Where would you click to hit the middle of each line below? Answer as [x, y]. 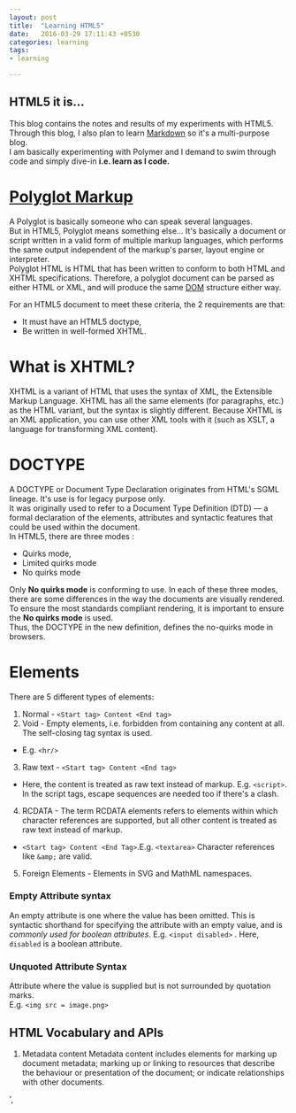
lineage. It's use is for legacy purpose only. [87, 499]
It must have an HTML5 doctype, [82, 321]
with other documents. [63, 1082]
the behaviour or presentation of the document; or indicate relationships [153, 1072]
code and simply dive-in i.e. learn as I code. [90, 161]
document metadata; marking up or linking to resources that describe [148, 1063]
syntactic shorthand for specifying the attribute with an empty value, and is [146, 924]
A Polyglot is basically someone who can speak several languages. [131, 221]
